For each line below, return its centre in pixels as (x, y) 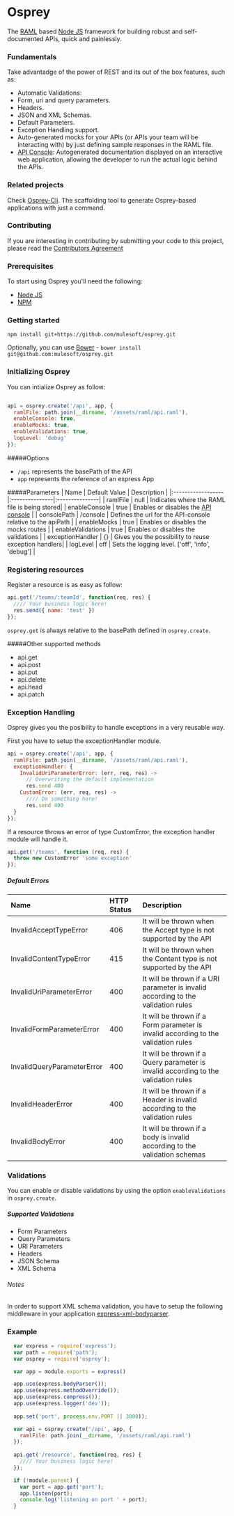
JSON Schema (38, 1261)
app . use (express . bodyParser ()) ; (61, 1384)
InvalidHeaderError (42, 1104)
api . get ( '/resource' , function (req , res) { (77, 1455)
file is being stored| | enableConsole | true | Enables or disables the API (109, 507)
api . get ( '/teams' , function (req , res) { (68, 852)
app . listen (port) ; (46, 1493)
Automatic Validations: (49, 93)
